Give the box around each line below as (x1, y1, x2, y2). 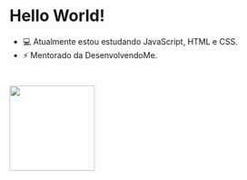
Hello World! (9, 5, 105, 26)
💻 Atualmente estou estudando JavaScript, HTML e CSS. (22, 35, 238, 46)
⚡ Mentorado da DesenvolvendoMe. (22, 49, 158, 60)
